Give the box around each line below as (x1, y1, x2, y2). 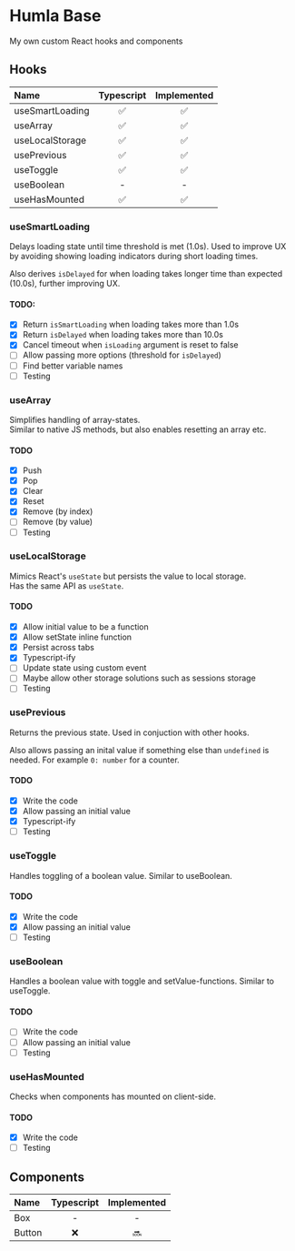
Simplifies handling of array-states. (9, 414, 141, 425)
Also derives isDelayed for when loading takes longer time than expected (9, 268, 283, 279)
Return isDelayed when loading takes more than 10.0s (22, 329, 224, 340)
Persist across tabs (22, 642, 95, 653)
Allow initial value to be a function (22, 621, 150, 632)
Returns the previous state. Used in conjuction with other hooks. (9, 727, 250, 738)
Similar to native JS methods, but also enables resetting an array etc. (9, 424, 267, 435)
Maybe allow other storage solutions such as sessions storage (22, 672, 256, 683)
